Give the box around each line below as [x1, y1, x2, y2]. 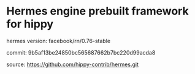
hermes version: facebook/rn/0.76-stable [6, 37, 111, 44]
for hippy [6, 17, 54, 31]
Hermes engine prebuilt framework [6, 4, 189, 18]
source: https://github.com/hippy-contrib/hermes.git [6, 61, 139, 68]
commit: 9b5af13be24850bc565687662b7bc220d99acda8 [6, 49, 156, 56]
